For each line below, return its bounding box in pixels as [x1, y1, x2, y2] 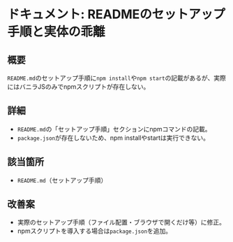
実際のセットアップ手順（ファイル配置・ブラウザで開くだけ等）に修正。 [17, 218, 225, 227]
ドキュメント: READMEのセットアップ [7, 6, 225, 22]
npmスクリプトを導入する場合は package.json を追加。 [17, 227, 172, 235]
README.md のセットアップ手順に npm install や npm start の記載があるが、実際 [7, 74, 227, 82]
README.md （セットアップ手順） [17, 176, 107, 184]
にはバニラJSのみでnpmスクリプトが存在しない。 [7, 83, 150, 91]
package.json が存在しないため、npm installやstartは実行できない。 [17, 134, 210, 142]
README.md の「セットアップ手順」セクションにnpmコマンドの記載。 [17, 124, 211, 133]
